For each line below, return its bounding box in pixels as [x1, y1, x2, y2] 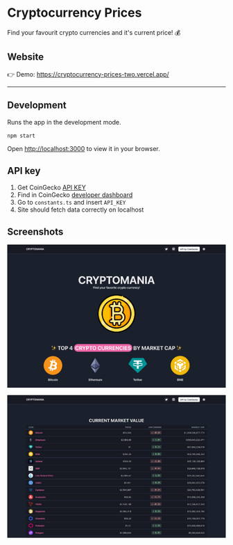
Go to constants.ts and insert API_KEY [17, 198, 126, 207]
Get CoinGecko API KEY [17, 183, 87, 192]
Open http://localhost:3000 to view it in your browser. [7, 145, 161, 153]
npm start [7, 132, 36, 139]
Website [7, 51, 44, 63]
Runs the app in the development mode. [7, 118, 121, 126]
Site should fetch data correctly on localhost [17, 205, 144, 214]
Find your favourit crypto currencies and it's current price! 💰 [7, 28, 181, 36]
